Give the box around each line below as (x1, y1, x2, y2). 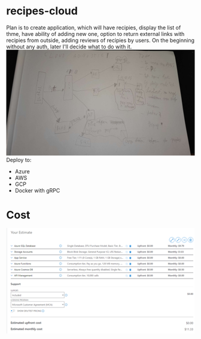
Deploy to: (6, 157, 32, 164)
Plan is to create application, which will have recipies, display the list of (6, 24, 181, 31)
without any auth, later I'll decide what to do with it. (6, 43, 132, 50)
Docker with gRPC (14, 187, 60, 194)
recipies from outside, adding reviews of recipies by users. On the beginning (6, 36, 195, 44)
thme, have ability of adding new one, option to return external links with (6, 30, 185, 37)
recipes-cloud (6, 4, 78, 18)
